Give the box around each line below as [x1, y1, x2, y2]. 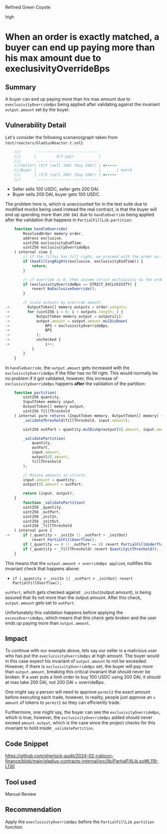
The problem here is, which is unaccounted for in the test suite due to [5, 201, 148, 207]
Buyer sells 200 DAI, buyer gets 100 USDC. [12, 191, 101, 197]
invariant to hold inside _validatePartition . [5, 725, 94, 731]
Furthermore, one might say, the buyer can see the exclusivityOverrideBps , [5, 709, 161, 715]
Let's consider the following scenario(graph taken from [5, 134, 118, 140]
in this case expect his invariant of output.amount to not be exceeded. [5, 658, 148, 664]
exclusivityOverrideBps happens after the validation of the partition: [5, 381, 146, 387]
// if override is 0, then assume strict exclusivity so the [23, 277, 153, 282]
